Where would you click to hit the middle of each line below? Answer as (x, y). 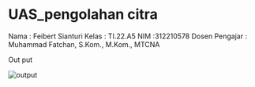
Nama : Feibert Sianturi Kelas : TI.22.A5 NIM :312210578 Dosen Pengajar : (127, 36)
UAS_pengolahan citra (83, 14)
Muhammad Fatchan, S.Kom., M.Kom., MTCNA (84, 44)
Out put (21, 60)
